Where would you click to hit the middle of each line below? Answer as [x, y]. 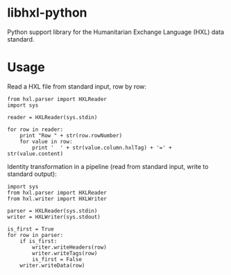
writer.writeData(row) [52, 265]
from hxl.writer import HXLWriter [57, 199]
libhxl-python [48, 13]
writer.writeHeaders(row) [70, 247]
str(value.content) [35, 154]
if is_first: [38, 241]
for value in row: [46, 141]
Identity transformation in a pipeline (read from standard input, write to [108, 166]
